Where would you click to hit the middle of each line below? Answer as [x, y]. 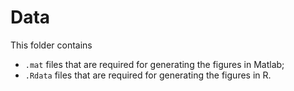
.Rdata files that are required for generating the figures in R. [148, 75]
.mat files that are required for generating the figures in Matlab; [154, 64]
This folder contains [51, 45]
